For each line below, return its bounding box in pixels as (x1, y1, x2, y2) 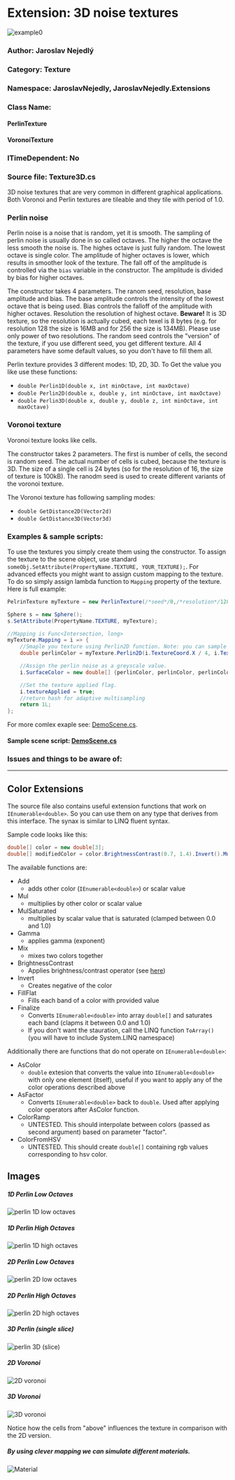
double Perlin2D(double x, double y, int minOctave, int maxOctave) (17, 390, 222, 397)
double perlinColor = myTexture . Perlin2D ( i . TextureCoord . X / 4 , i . (20, 650, 221, 657)
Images (7, 1171, 41, 1182)
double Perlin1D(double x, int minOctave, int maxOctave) (17, 382, 190, 390)
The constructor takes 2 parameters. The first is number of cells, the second (7, 449, 228, 458)
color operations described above (27, 1083, 126, 1091)
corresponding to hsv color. (27, 1149, 108, 1159)
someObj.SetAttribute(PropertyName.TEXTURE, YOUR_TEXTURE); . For (7, 562, 199, 571)
